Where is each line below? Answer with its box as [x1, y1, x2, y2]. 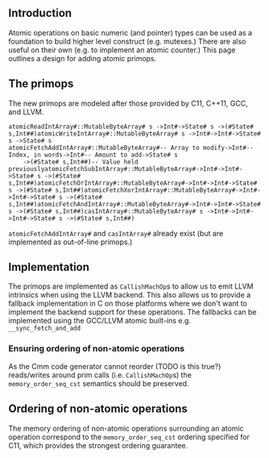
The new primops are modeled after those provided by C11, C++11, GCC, [8, 98, 248, 108]
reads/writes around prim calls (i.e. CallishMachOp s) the [8, 370, 192, 380]
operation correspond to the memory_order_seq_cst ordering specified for [8, 431, 250, 442]
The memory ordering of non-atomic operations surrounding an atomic [8, 423, 244, 433]
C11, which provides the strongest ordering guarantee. [8, 440, 188, 450]
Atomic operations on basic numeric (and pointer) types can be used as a [8, 27, 252, 37]
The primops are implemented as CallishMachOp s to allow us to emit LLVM [8, 281, 254, 291]
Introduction [8, 6, 72, 20]
